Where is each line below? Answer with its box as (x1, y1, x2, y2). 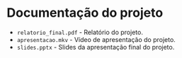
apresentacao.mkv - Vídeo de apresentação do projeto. (16, 35, 176, 43)
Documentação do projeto (6, 5, 164, 21)
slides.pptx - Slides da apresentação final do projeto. (16, 43, 175, 51)
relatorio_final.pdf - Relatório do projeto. (16, 28, 143, 36)
